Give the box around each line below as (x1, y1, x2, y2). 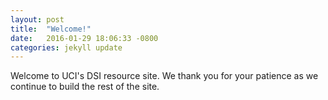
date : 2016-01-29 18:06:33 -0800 (10, 33, 159, 43)
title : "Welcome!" (10, 24, 92, 34)
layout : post (10, 14, 65, 25)
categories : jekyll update (10, 42, 123, 53)
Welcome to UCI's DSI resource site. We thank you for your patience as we (10, 70, 319, 82)
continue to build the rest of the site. (10, 81, 160, 93)
